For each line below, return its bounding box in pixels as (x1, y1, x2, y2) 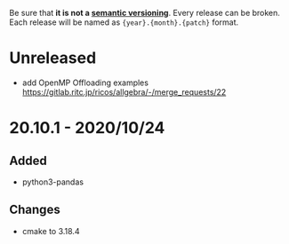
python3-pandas (21, 177, 84, 187)
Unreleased (9, 48, 97, 68)
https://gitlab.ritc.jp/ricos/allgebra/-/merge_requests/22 (21, 86, 227, 97)
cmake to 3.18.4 (21, 225, 80, 236)
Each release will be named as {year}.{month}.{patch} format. (9, 17, 239, 28)
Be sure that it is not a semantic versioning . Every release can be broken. (9, 8, 280, 18)
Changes (9, 202, 60, 217)
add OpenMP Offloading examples (21, 77, 149, 88)
